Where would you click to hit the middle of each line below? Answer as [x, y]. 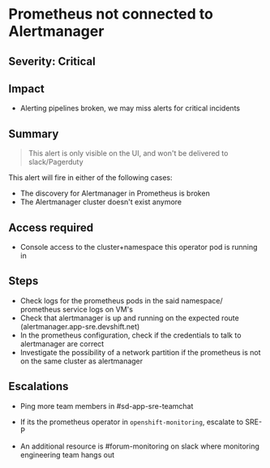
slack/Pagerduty [56, 162]
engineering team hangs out [67, 454]
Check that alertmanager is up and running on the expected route [129, 318]
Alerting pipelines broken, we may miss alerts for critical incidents [130, 108]
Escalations [39, 386]
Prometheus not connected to [111, 14]
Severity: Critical [52, 61]
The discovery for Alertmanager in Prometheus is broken [115, 193]
